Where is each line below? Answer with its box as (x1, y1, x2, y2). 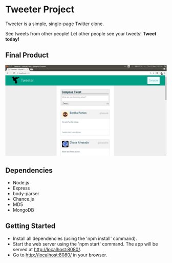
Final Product (5, 51, 49, 60)
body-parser (12, 191, 39, 197)
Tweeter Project (5, 4, 75, 15)
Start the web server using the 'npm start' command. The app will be (12, 240, 158, 247)
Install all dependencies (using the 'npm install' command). (12, 235, 137, 241)
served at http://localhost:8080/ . (12, 246, 81, 252)
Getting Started (5, 222, 56, 231)
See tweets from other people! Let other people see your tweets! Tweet (5, 30, 157, 36)
